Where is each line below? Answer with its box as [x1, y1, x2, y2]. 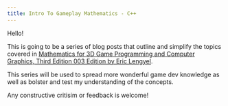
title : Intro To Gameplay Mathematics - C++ [7, 10, 137, 17]
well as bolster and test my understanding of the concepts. [7, 77, 174, 86]
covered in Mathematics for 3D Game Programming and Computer [7, 50, 195, 58]
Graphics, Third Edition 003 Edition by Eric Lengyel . [7, 56, 153, 65]
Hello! [7, 29, 24, 37]
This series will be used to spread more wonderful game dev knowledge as [7, 70, 220, 78]
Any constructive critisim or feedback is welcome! [7, 91, 149, 99]
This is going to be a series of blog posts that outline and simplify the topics [7, 42, 222, 50]
